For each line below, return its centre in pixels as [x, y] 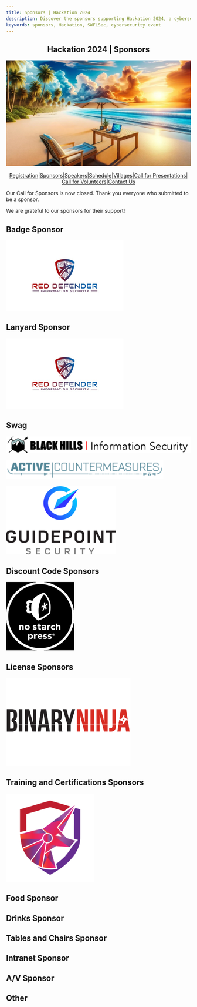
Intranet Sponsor [38, 958]
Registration [24, 176]
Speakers [76, 176]
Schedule [100, 176]
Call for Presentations [160, 176]
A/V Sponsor [30, 978]
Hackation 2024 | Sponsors [98, 49]
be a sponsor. [23, 199]
